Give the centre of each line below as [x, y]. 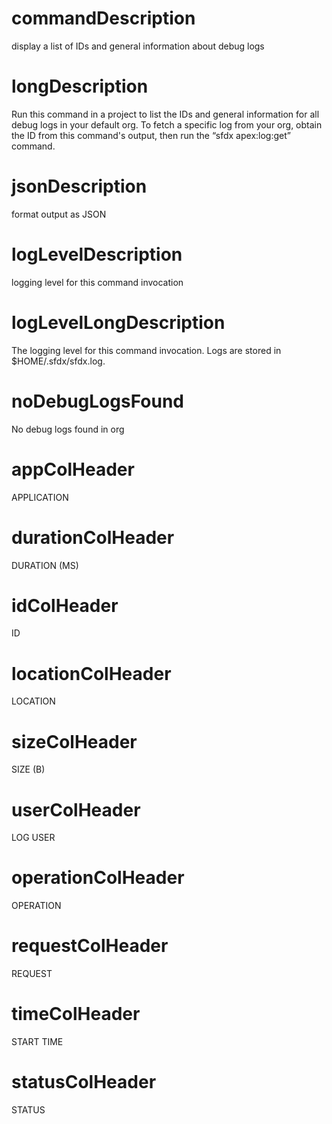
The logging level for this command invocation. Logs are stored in [146, 350]
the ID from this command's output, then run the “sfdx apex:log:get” [151, 135]
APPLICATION [40, 497]
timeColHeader [76, 1014]
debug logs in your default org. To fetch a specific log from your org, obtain [167, 124]
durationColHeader [93, 537]
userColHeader [76, 809]
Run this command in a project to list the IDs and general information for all [165, 114]
